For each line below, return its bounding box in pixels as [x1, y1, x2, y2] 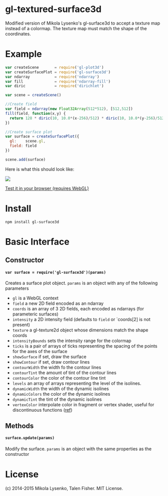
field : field [9, 143, 37, 148]
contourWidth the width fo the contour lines [12, 365, 101, 371]
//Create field [5, 102, 37, 107]
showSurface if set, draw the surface [12, 354, 86, 360]
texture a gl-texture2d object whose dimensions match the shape [12, 327, 148, 333]
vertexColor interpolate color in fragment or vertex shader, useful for [12, 402, 154, 408]
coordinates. [5, 31, 31, 37]
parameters [5, 285, 29, 291]
